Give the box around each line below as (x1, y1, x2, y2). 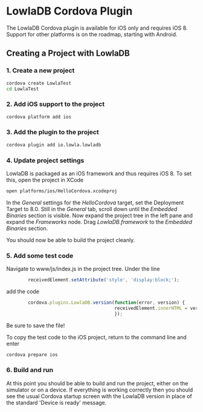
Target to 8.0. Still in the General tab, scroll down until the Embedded (6, 205, 178, 212)
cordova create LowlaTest (6, 80, 71, 86)
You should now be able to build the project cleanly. (6, 236, 135, 243)
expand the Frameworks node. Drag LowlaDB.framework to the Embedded (6, 218, 192, 225)
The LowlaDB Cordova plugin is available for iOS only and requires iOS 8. (6, 24, 188, 31)
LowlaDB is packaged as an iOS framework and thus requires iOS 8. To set (6, 170, 192, 177)
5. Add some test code (6, 251, 74, 260)
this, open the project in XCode (6, 177, 84, 184)
